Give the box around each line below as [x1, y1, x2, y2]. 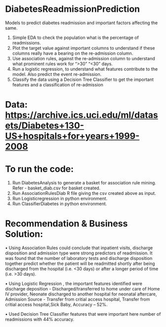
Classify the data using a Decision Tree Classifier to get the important [12, 76, 154, 82]
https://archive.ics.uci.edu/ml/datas [5, 109, 158, 121]
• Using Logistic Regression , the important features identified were [5, 281, 142, 287]
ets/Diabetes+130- [5, 120, 84, 131]
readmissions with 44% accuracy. [5, 317, 75, 322]
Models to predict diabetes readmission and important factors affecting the [5, 20, 158, 26]
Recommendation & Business [5, 218, 128, 229]
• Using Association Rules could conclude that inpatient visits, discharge [5, 245, 153, 251]
